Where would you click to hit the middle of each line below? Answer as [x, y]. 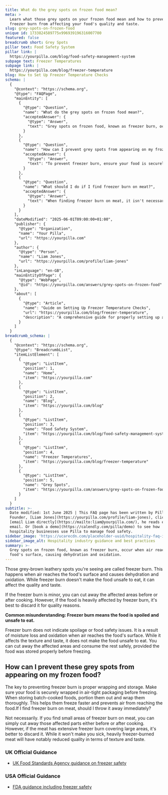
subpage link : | [22, 66]
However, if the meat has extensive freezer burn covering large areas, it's [81, 728]
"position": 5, [39, 480]
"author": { [26, 247]
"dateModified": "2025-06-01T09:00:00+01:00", [63, 219]
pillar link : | [21, 52]
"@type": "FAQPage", [35, 94]
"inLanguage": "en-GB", [39, 271]
